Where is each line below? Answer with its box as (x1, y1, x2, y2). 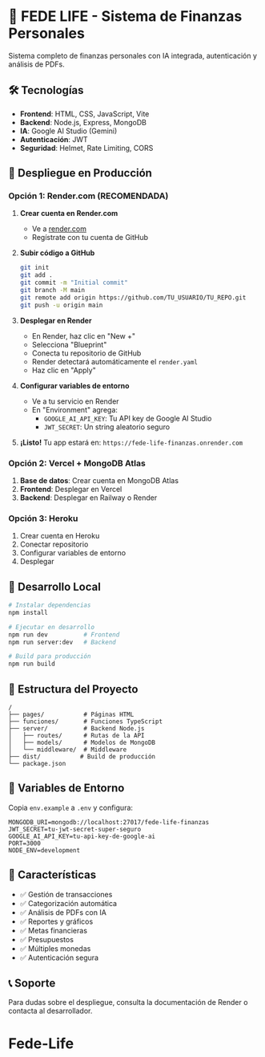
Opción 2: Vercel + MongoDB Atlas (8, 457, 146, 469)
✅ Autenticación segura (19, 953, 98, 962)
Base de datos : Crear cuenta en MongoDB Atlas (19, 475, 179, 485)
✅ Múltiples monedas (19, 943, 91, 953)
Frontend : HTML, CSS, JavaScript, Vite (19, 108, 150, 119)
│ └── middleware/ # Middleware (8, 746, 127, 754)
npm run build (8, 660, 56, 669)
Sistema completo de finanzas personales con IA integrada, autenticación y (8, 51, 258, 60)
